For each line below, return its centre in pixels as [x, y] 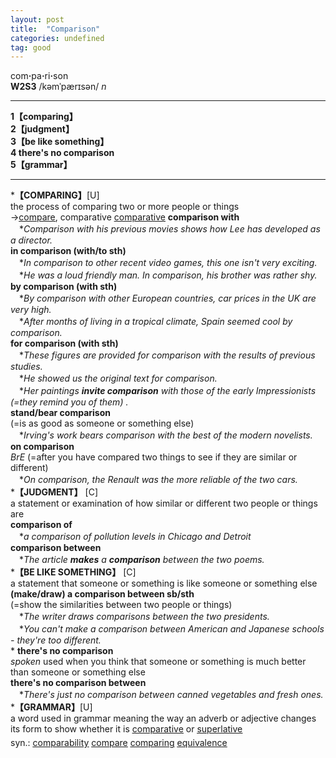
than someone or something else [78, 672]
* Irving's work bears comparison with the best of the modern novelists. [165, 435]
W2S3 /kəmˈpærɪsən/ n [58, 87]
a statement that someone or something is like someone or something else [164, 583]
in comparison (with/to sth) [68, 251]
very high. [31, 310]
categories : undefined [57, 38]
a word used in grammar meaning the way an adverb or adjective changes [163, 718]
